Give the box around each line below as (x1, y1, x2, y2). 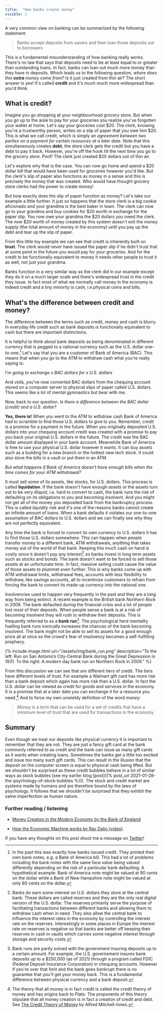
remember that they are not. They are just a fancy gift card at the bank (5, 741, 146, 747)
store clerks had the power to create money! (5, 183, 94, 190)
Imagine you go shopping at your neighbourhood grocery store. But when (5, 112, 152, 118)
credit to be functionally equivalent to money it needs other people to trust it (5, 254, 157, 260)
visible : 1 (5, 12, 27, 17)
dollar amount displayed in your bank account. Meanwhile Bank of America (5, 439, 155, 445)
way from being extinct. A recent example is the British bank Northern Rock (5, 596, 156, 602)
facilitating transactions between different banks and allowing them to (12, 905, 152, 911)
